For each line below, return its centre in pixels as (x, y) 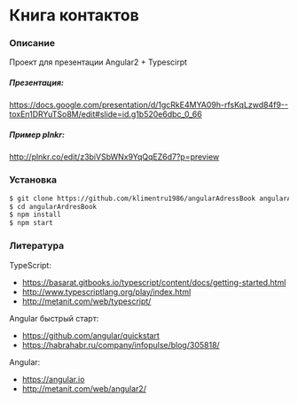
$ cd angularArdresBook (53, 206)
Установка (33, 180)
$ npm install (35, 215)
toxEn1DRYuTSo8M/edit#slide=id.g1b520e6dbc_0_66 (106, 114)
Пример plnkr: (37, 135)
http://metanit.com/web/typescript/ (86, 301)
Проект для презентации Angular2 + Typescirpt (98, 62)
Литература (37, 246)
